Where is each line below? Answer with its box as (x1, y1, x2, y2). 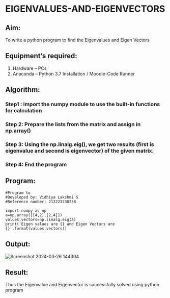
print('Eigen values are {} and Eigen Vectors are (5, 221, 115, 227)
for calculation (5, 107, 42, 114)
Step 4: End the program (5, 161, 67, 168)
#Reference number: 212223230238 (5, 199, 76, 204)
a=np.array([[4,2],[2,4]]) (5, 212, 63, 217)
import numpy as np (5, 208, 47, 213)
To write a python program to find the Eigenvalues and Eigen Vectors (5, 37, 150, 43)
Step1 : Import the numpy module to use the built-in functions (5, 101, 160, 108)
